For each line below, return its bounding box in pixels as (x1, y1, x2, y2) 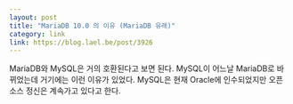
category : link (9, 29, 66, 38)
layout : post (9, 12, 58, 22)
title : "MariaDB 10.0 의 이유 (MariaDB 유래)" (9, 21, 176, 30)
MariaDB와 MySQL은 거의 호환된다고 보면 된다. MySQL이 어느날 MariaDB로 (9, 63, 275, 74)
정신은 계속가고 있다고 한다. (25, 85, 122, 96)
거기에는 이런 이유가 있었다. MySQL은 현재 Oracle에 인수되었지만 (39, 75, 267, 85)
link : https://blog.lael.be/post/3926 (9, 37, 153, 47)
